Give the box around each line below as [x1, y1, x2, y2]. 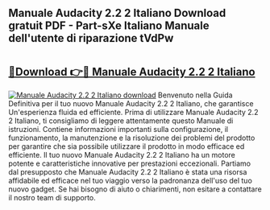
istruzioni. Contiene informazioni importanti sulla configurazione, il [8, 125, 228, 134]
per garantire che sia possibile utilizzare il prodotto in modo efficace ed [8, 142, 245, 151]
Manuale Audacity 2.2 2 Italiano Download [8, 6, 226, 20]
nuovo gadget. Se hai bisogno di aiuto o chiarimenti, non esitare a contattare [8, 184, 262, 194]
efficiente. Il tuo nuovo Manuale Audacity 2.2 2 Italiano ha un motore [8, 150, 235, 159]
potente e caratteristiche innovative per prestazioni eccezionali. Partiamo [8, 159, 251, 168]
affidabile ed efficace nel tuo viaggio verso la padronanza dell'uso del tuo [8, 176, 252, 185]
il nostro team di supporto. [8, 193, 96, 202]
